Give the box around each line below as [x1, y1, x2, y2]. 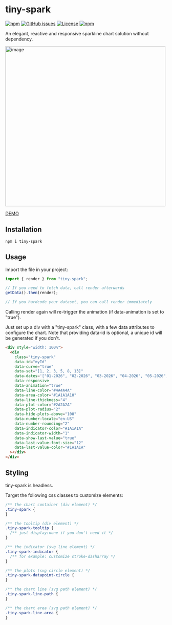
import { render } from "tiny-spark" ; [5, 276, 88, 281]
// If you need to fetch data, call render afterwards [5, 285, 125, 290]
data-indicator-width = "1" [14, 430, 70, 436]
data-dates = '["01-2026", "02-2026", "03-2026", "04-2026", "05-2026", [14, 373, 168, 379]
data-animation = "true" [14, 383, 63, 388]
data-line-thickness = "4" [14, 397, 68, 403]
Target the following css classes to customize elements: [5, 492, 123, 498]
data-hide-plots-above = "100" [14, 411, 77, 417]
